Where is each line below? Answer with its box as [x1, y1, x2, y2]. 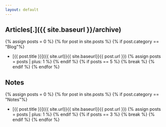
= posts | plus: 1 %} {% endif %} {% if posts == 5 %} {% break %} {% [12, 59, 155, 65]
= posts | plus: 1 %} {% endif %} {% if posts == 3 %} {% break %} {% [12, 112, 155, 118]
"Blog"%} [5, 44, 25, 50]
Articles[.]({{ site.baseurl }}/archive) [5, 26, 121, 34]
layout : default [5, 7, 39, 12]
